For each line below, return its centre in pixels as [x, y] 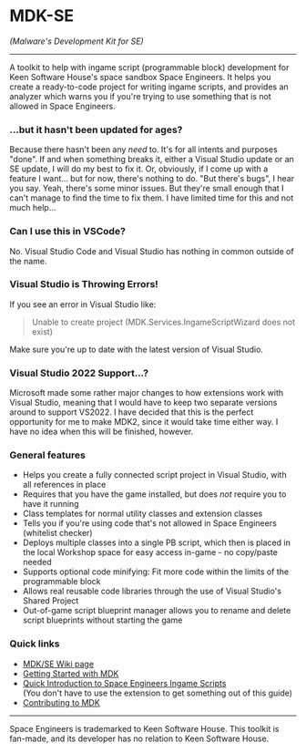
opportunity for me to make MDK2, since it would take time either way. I [144, 422]
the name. [28, 261]
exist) [42, 331]
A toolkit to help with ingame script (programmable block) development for [149, 67]
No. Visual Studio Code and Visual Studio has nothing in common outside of [152, 251]
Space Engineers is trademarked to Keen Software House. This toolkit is [144, 728]
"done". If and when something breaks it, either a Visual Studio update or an [152, 160]
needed [37, 562]
